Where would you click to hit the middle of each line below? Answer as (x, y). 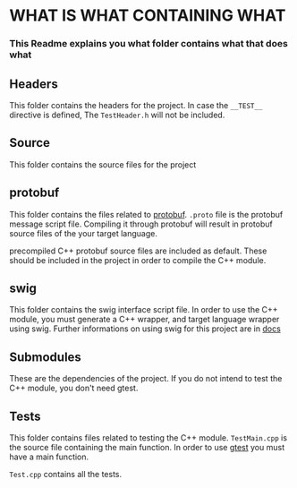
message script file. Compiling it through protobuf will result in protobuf (141, 224)
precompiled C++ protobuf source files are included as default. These (138, 251)
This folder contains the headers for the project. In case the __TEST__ (136, 105)
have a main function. (49, 457)
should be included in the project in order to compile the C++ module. (138, 260)
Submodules (46, 357)
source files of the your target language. (84, 233)
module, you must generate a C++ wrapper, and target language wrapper (144, 320)
